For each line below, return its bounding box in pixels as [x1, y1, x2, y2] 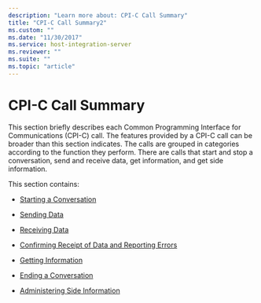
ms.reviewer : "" [8, 48, 61, 56]
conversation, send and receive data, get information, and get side [8, 155, 224, 165]
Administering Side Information [19, 286, 120, 295]
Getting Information [19, 255, 83, 265]
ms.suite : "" [8, 56, 51, 64]
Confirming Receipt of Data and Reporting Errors [19, 240, 178, 250]
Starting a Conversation [19, 194, 97, 204]
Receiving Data [19, 225, 69, 234]
